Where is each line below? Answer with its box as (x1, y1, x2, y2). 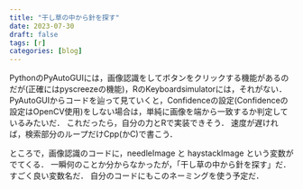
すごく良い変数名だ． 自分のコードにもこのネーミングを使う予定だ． (9, 170, 264, 181)
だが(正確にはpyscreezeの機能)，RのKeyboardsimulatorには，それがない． (9, 84, 287, 94)
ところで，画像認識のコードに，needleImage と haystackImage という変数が (9, 148, 294, 158)
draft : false (9, 30, 59, 39)
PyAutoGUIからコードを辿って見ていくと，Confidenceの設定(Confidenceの (9, 95, 289, 106)
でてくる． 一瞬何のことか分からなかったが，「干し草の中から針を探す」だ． (9, 159, 291, 170)
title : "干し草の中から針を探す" (9, 13, 120, 22)
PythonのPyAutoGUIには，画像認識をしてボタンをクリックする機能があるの (9, 73, 289, 84)
